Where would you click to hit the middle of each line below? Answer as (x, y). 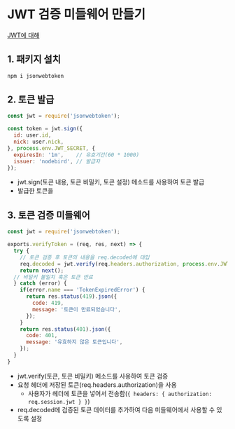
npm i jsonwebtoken (36, 76)
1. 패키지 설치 (34, 59)
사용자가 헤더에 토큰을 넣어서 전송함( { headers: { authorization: (120, 393)
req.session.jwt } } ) (59, 401)
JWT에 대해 (23, 35)
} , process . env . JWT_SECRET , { (51, 148)
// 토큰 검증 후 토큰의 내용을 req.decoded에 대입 (85, 257)
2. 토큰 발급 (31, 100)
